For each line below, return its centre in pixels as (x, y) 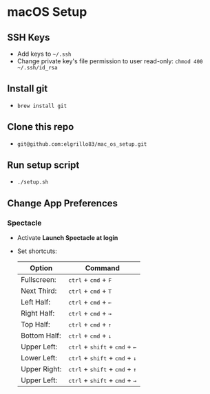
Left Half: (35, 302)
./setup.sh (33, 182)
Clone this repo (41, 127)
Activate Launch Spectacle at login (67, 238)
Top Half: (35, 325)
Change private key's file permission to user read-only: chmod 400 (110, 61)
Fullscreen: (38, 280)
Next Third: (39, 291)
